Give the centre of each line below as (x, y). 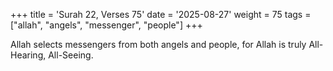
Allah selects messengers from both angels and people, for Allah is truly (158, 44)
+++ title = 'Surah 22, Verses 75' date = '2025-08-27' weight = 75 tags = (161, 14)
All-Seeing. (71, 55)
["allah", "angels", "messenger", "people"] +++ (106, 25)
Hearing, (28, 55)
